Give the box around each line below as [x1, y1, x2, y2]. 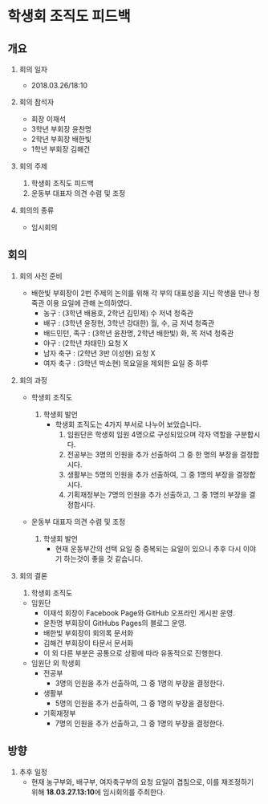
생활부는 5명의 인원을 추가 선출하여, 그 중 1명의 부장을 [67, 469, 234, 479]
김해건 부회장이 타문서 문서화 [43, 638, 134, 648]
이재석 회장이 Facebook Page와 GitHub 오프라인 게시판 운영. [43, 607, 236, 618]
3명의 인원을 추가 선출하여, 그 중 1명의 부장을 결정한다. [55, 678, 225, 688]
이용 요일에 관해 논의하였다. [46, 298, 132, 307]
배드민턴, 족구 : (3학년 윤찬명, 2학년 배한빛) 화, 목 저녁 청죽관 [43, 328, 234, 338]
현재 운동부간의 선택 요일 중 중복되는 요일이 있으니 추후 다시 [55, 543, 242, 554]
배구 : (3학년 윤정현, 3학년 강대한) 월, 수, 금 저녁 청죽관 [43, 318, 215, 327]
